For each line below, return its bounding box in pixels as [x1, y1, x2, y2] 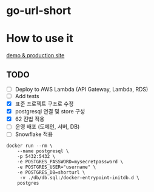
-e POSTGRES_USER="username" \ [17, 164, 96, 171]
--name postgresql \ [17, 148, 69, 154]
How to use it [6, 32, 74, 46]
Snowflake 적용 [15, 130, 53, 138]
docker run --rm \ [6, 143, 53, 149]
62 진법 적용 [15, 115, 45, 123]
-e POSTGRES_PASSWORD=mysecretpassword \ [17, 159, 123, 165]
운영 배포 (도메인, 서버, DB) [15, 123, 80, 130]
